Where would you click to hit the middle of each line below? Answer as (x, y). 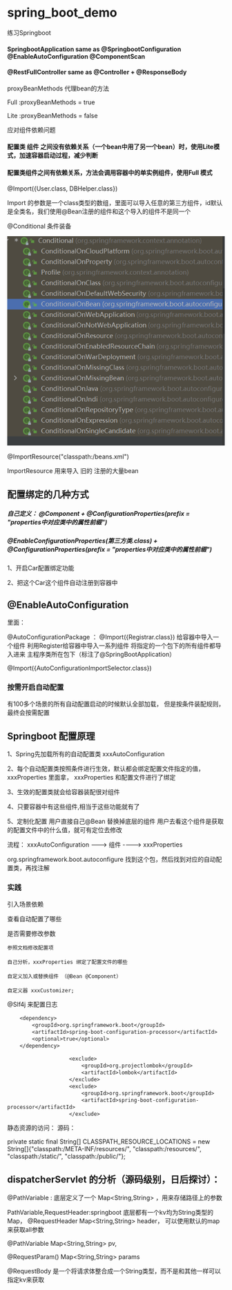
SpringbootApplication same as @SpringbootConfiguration (94, 49)
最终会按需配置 (28, 712)
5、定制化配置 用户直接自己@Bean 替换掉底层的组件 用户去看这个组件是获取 (116, 821)
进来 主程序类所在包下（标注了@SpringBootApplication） (94, 655)
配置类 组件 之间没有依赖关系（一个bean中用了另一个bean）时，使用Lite (110, 147)
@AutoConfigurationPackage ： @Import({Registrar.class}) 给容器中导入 (110, 637)
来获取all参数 (26, 1229)
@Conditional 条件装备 (39, 226)
